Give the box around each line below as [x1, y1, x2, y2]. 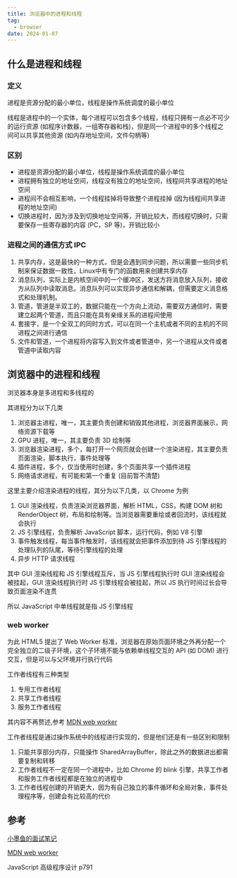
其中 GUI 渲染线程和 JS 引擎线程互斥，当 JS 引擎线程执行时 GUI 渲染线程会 [7, 569, 225, 578]
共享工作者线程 [17, 694, 61, 702]
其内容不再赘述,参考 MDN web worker [7, 718, 118, 726]
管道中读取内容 [17, 345, 61, 354]
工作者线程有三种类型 [7, 670, 69, 678]
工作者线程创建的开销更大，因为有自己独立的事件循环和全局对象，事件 [17, 783, 222, 791]
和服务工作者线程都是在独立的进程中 [17, 774, 123, 783]
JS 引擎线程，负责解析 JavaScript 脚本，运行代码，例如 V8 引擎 [17, 528, 203, 537]
